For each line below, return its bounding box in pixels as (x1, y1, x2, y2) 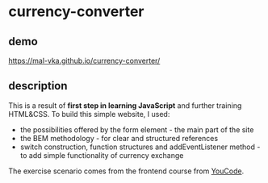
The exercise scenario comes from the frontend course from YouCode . (8, 166, 245, 176)
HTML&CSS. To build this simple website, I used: (8, 109, 170, 119)
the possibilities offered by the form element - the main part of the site (19, 124, 254, 135)
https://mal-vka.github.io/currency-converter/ (8, 56, 161, 65)
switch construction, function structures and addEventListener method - (19, 142, 261, 152)
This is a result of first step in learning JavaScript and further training (8, 100, 242, 110)
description (8, 79, 68, 93)
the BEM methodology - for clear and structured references (19, 133, 219, 143)
